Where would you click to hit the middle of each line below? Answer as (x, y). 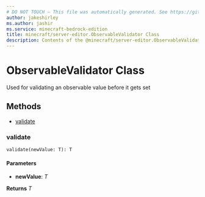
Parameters (21, 163)
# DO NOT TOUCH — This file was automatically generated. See (87, 12)
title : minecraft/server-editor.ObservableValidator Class (83, 35)
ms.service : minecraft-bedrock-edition (57, 29)
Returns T (19, 188)
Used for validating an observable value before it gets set (78, 87)
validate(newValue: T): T (39, 150)
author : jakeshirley (33, 18)
